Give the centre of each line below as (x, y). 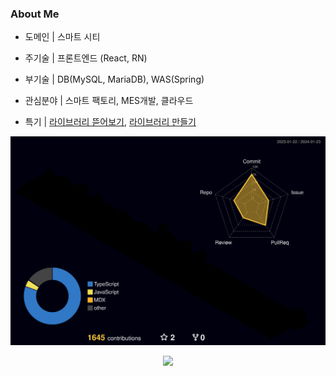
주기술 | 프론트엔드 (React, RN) (86, 58)
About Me (35, 14)
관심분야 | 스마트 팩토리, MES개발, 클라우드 (109, 101)
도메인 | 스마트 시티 (62, 37)
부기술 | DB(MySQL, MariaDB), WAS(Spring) (114, 79)
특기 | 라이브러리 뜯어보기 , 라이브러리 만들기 (110, 122)
